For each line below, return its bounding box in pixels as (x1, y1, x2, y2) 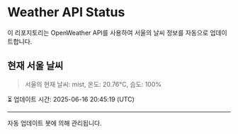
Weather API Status (7, 4, 125, 20)
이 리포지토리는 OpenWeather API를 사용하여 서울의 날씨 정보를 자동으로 (7, 28, 209, 37)
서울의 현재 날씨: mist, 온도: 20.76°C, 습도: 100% (24, 80, 161, 88)
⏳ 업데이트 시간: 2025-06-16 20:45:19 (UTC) (7, 95, 135, 103)
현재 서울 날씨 (7, 60, 64, 72)
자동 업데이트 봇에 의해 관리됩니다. (7, 118, 102, 127)
